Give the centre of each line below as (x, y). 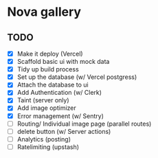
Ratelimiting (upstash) (48, 147)
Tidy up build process (48, 69)
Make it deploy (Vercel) (50, 54)
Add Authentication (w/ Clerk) (59, 93)
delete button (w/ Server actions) (64, 131)
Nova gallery (44, 12)
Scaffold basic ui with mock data (63, 62)
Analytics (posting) (44, 139)
